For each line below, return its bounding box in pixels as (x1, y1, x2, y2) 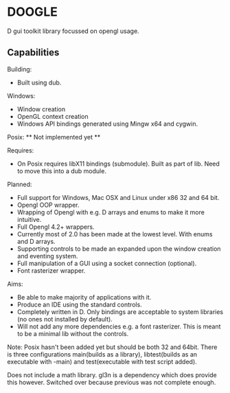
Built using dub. (16, 78, 62, 87)
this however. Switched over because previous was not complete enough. (7, 378, 216, 386)
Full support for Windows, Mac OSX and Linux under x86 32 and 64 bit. (16, 193, 220, 201)
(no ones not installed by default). (16, 315, 113, 323)
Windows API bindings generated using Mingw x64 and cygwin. (16, 120, 198, 128)
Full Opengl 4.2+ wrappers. (16, 223, 95, 231)
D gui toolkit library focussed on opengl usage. (7, 27, 139, 35)
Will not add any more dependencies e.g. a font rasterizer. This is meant (16, 322, 221, 330)
